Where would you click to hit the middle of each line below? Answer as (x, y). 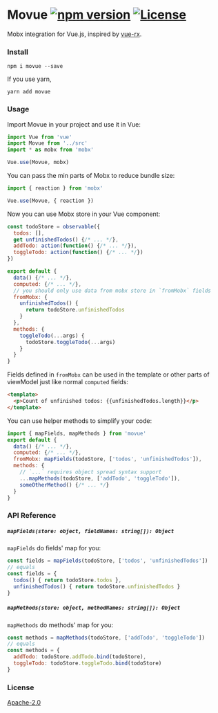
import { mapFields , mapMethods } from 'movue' (77, 433)
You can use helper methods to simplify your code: (80, 421)
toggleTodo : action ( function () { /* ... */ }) (78, 253)
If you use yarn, (29, 79)
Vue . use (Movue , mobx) (38, 163)
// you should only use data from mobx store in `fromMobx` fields (112, 291)
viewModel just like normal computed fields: (68, 382)
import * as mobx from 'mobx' (51, 150)
